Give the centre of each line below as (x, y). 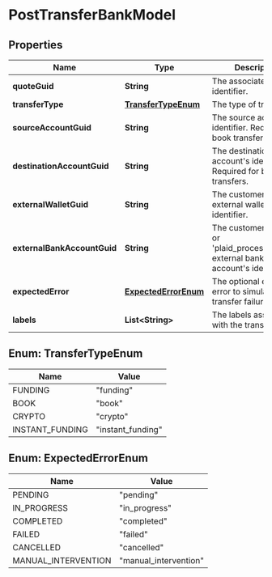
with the (227, 325)
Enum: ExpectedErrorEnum (78, 458)
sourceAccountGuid (52, 127)
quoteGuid (33, 86)
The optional (236, 281)
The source (234, 117)
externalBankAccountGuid (65, 248)
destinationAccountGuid (61, 166)
